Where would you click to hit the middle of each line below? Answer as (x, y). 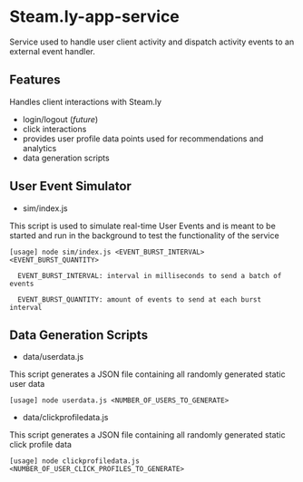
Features (35, 80)
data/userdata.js (53, 357)
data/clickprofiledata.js (65, 418)
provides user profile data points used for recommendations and (143, 139)
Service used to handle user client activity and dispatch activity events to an (152, 42)
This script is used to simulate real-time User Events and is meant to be (143, 226)
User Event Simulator (70, 186)
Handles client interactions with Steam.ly (85, 101)
